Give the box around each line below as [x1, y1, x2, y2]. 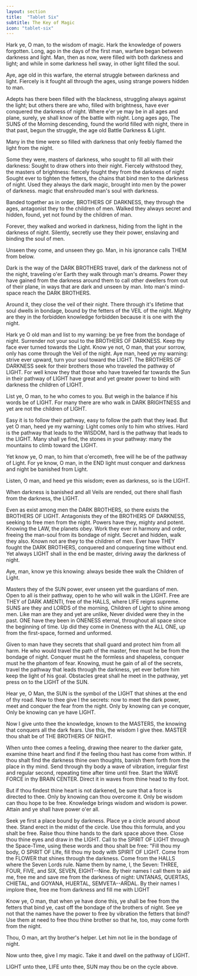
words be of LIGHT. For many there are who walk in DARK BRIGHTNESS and [6, 399, 191, 406]
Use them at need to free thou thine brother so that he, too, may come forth [6, 916, 189, 923]
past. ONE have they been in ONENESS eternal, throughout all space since [6, 617, 186, 624]
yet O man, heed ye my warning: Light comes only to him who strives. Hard [6, 423, 188, 430]
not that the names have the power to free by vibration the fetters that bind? [6, 910, 190, 918]
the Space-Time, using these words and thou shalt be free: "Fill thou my [6, 842, 181, 850]
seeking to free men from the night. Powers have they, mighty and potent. [6, 519, 185, 526]
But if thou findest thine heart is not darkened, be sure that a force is [6, 787, 172, 794]
